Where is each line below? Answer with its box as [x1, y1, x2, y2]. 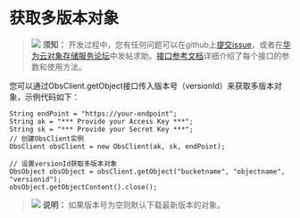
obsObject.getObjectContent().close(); [9, 182, 158, 191]
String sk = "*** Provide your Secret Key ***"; [9, 125, 194, 133]
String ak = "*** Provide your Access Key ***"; [9, 117, 194, 125]
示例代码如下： [24, 91, 80, 102]
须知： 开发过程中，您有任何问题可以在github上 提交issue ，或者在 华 [42, 39, 291, 50]
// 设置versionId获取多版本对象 [9, 159, 118, 168]
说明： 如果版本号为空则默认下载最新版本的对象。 [42, 199, 225, 210]
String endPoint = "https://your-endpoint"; [9, 109, 178, 118]
